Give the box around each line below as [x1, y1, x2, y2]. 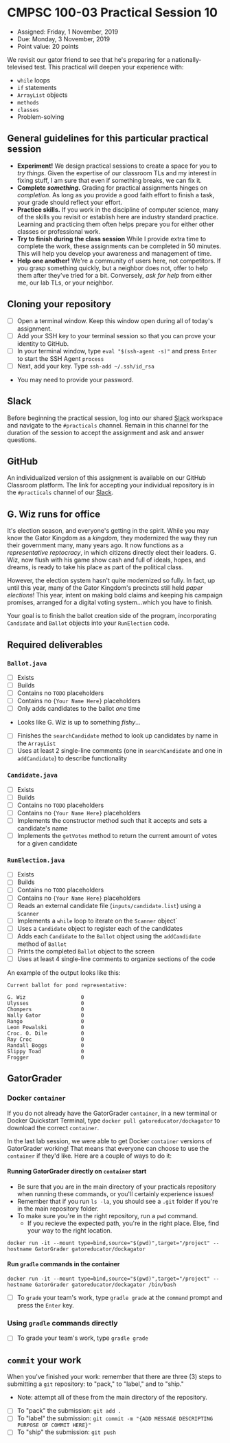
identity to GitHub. [16, 339, 69, 348]
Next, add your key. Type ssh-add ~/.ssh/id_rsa [16, 362, 154, 370]
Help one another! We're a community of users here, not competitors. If [16, 256, 221, 265]
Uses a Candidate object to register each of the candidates [16, 924, 183, 932]
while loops [16, 76, 50, 84]
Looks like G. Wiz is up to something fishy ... [16, 718, 141, 727]
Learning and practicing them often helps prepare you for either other [16, 220, 214, 228]
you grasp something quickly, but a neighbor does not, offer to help [16, 263, 208, 272]
